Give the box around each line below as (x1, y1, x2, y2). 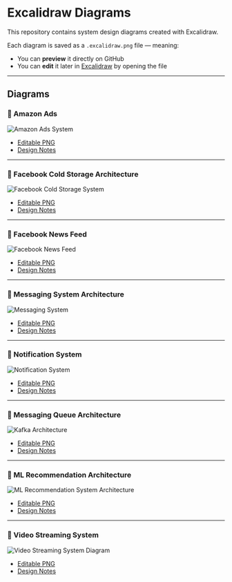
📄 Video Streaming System (7, 530, 99, 540)
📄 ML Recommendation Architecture (7, 470, 132, 480)
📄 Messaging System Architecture (7, 290, 124, 299)
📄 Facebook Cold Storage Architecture (7, 169, 139, 179)
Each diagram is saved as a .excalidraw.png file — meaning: (7, 41, 180, 49)
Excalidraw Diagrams (7, 5, 131, 21)
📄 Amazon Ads (7, 109, 57, 119)
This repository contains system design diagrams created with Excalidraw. (7, 28, 219, 36)
